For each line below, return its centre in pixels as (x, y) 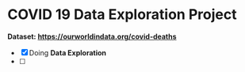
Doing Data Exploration (68, 52)
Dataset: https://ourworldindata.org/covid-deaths (92, 36)
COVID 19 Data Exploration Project (122, 15)
